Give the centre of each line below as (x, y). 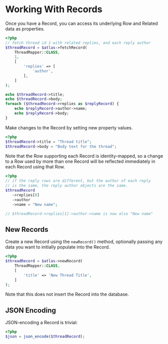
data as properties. (25, 28)
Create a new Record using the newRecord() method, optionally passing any (84, 242)
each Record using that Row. (35, 167)
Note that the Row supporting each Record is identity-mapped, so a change (84, 156)
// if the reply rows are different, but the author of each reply (78, 181)
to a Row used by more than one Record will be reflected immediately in (80, 161)
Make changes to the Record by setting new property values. (69, 127)
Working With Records (54, 9)
